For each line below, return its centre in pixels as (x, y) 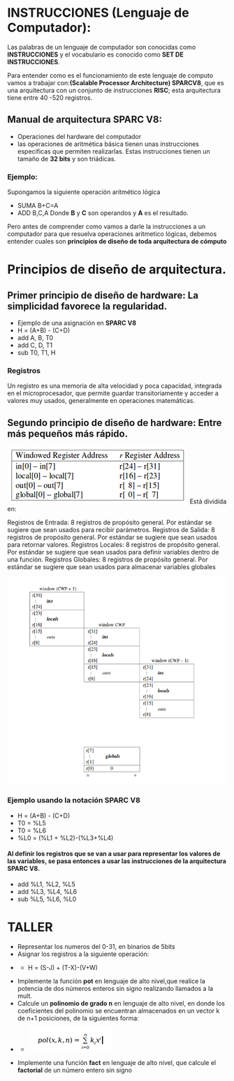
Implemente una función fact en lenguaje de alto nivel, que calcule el (117, 1062)
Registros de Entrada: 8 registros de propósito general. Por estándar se (110, 522)
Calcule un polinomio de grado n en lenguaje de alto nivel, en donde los (121, 1003)
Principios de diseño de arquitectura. (117, 270)
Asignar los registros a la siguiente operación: (83, 954)
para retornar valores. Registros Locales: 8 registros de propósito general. (114, 545)
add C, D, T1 (35, 345)
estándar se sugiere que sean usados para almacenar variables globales (112, 567)
